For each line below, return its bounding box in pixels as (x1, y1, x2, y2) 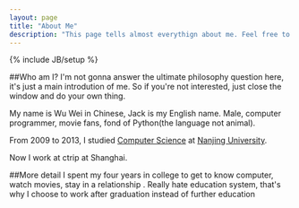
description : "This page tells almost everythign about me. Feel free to (9, 30, 291, 39)
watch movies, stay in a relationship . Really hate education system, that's (9, 179, 281, 190)
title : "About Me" (9, 22, 78, 30)
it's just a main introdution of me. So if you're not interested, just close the (9, 82, 282, 92)
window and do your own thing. (9, 91, 126, 101)
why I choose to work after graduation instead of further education (9, 189, 255, 200)
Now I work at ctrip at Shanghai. (9, 152, 128, 163)
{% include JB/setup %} (9, 55, 98, 65)
